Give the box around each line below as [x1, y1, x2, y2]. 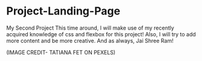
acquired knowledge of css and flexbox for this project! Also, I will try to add [6, 30, 197, 37]
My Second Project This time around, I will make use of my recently [6, 24, 174, 31]
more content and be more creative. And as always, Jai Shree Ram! [6, 37, 174, 44]
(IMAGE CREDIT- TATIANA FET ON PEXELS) [6, 48, 116, 56]
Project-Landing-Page [6, 4, 121, 18]
